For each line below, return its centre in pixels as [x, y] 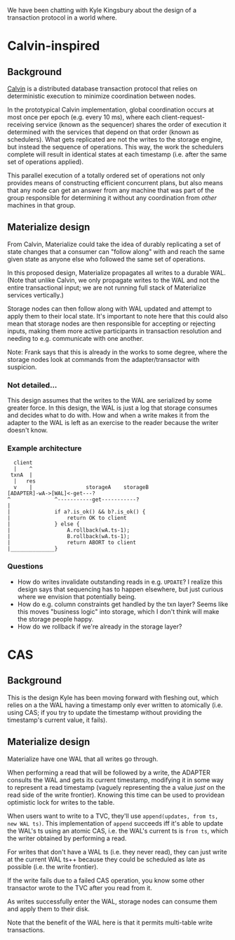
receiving [21, 125]
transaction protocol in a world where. [62, 18]
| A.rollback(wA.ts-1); [69, 530]
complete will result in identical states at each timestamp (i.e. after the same [117, 154]
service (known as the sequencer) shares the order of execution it [131, 125]
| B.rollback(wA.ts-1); [69, 537]
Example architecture [45, 448]
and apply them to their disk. [48, 908]
